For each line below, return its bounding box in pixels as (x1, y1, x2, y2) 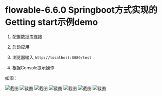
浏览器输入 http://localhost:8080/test (12, 54, 91, 60)
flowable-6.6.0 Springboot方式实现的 (5, 4, 158, 16)
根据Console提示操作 (12, 64, 55, 71)
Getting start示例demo (5, 17, 98, 28)
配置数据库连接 (12, 34, 42, 39)
